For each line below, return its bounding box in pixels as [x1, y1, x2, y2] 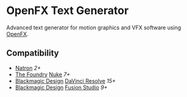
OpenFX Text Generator [6, 4, 129, 18]
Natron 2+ [15, 64, 41, 71]
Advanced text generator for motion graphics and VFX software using [6, 24, 182, 31]
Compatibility [6, 48, 59, 59]
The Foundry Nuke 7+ [15, 71, 71, 78]
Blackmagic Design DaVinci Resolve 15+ [15, 77, 116, 84]
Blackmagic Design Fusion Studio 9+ [15, 84, 108, 91]
